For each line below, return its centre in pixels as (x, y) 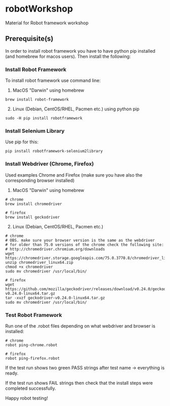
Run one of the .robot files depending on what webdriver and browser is (80, 326)
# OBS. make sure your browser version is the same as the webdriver (80, 240)
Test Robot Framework (34, 315)
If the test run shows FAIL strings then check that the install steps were (79, 383)
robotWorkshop (39, 9)
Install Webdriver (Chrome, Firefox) (50, 164)
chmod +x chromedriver (29, 267)
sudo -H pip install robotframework (44, 118)
